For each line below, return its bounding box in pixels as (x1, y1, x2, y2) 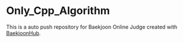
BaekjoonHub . (6, 29, 41, 36)
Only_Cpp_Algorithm (6, 4, 110, 17)
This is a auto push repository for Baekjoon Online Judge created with (6, 23, 178, 30)
